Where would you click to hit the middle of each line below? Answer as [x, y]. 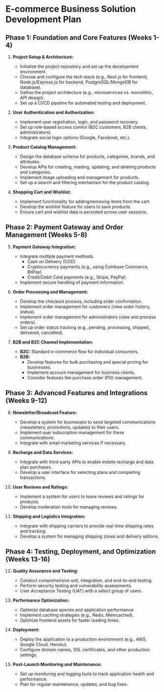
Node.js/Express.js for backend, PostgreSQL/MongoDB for [79, 82]
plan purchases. [36, 467]
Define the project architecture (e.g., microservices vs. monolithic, [86, 92]
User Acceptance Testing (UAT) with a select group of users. [81, 591]
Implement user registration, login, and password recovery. [79, 122]
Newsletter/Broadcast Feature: [45, 412]
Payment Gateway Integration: [44, 247]
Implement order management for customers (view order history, [85, 306]
